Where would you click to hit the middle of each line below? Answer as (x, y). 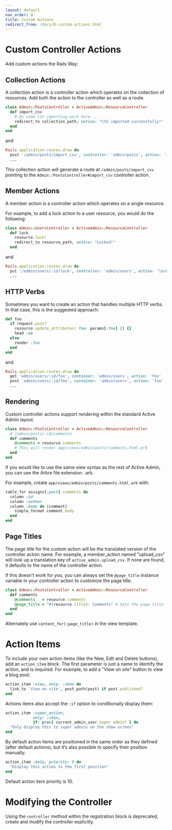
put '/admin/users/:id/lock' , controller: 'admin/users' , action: (82, 271)
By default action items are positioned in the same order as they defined (81, 742)
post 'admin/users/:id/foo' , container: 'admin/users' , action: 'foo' (87, 381)
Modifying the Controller (59, 802)
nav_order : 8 (19, 15)
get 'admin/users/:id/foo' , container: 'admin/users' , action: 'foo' (85, 376)
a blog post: (18, 675)
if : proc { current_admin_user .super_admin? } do (85, 722)
